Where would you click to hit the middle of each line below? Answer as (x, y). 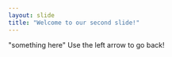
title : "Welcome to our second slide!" (74, 23)
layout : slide (32, 15)
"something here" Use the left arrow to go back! (86, 45)
